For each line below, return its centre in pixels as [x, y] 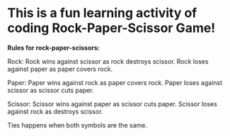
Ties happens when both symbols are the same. [77, 125]
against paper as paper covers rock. [60, 69]
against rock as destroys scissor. [55, 111]
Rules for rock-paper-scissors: [54, 47]
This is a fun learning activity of [102, 13]
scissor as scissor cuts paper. [51, 90]
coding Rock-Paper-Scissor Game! [111, 28]
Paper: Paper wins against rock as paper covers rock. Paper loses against [115, 82]
